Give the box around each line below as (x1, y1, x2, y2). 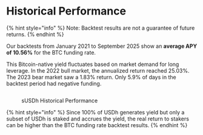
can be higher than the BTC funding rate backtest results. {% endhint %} (6, 121, 188, 128)
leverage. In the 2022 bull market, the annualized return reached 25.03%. (6, 67, 190, 74)
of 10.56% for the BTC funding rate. (6, 48, 96, 56)
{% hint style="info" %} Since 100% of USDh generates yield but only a (6, 108, 185, 116)
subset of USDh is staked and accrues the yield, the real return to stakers (6, 115, 190, 122)
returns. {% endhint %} (6, 30, 65, 38)
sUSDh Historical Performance (21, 97, 98, 104)
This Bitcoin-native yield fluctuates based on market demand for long (6, 61, 179, 68)
